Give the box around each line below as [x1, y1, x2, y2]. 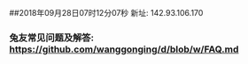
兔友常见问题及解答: [9, 32, 95, 44]
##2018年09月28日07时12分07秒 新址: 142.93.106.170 [9, 8, 204, 18]
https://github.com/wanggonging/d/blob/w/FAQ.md [9, 43, 239, 55]
